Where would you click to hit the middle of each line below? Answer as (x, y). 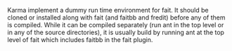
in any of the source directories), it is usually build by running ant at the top (116, 32)
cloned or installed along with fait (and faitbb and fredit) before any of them (116, 17)
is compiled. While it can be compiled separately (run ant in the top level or (116, 25)
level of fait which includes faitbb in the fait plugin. (80, 40)
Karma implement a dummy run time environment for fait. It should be (108, 10)
